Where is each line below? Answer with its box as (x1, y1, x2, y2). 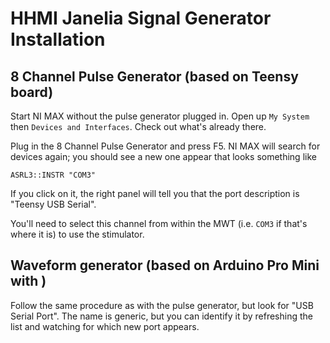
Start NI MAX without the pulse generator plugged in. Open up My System (10, 110, 310, 122)
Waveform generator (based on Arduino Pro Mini (10, 257, 320, 274)
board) (10, 83, 54, 101)
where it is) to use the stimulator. (10, 228, 145, 240)
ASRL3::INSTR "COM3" (10, 170, 97, 180)
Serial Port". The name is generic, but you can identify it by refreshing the (10, 310, 313, 322)
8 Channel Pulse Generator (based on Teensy (10, 68, 299, 85)
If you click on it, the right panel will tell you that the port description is (10, 188, 300, 199)
